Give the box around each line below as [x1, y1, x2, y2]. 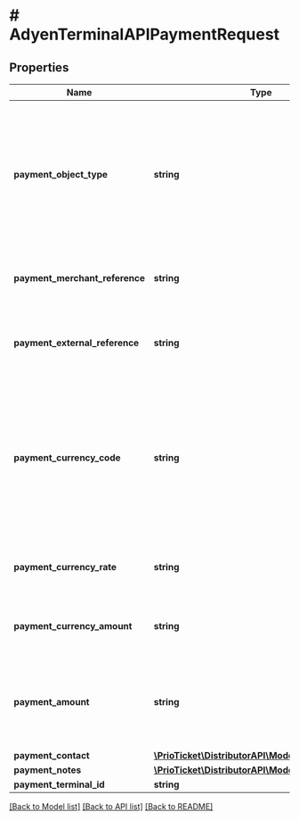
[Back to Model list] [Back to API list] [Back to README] [9, 801, 214, 812]
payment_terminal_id [13, 778, 105, 791]
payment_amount [13, 696, 90, 708]
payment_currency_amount [13, 620, 133, 632]
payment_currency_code [13, 451, 122, 464]
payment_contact [13, 750, 91, 761]
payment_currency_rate [13, 561, 117, 573]
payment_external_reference [13, 336, 140, 349]
